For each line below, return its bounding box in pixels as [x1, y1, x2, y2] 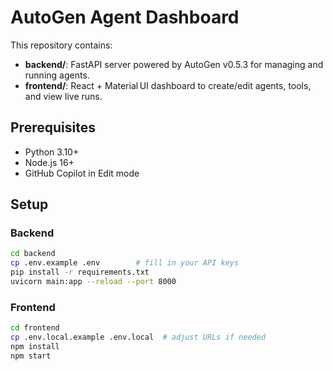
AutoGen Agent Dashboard [10, 6, 240, 29]
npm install [10, 341, 60, 351]
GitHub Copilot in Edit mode [24, 167, 140, 179]
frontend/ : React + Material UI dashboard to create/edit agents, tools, [24, 79, 312, 91]
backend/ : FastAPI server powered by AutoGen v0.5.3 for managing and [24, 58, 324, 70]
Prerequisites [10, 119, 96, 136]
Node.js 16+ [24, 156, 75, 168]
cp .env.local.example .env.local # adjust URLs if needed [10, 332, 267, 343]
